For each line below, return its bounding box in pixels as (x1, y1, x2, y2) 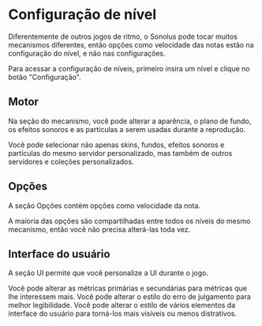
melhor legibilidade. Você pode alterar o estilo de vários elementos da (8, 301, 236, 310)
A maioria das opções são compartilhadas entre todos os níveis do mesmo (8, 216, 251, 226)
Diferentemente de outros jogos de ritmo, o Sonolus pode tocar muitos (8, 32, 238, 41)
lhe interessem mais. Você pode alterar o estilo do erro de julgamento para (8, 292, 251, 301)
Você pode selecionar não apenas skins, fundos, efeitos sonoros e (8, 140, 225, 150)
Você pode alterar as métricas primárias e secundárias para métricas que (8, 283, 247, 294)
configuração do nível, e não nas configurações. (8, 48, 166, 58)
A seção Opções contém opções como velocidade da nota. (8, 200, 201, 210)
